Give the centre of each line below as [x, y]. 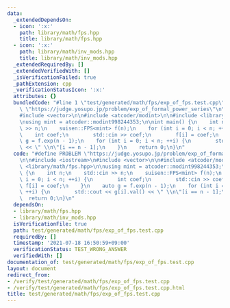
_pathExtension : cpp [42, 84]
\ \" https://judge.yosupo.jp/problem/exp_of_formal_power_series [115, 109]
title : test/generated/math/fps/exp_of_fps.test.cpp [84, 294]
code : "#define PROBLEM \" [52, 154]
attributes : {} [35, 97]
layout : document [32, 268]
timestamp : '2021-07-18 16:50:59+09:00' [72, 243]
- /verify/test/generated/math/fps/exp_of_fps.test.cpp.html [96, 288]
